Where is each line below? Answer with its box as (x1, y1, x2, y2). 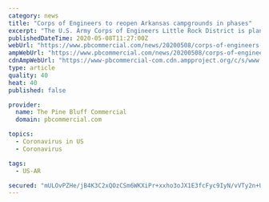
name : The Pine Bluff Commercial (15, 108, 127, 116)
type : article (8, 64, 56, 72)
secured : (8, 181, 38, 189)
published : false (8, 86, 66, 95)
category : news (8, 11, 59, 20)
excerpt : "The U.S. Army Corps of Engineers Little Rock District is (8, 26, 246, 34)
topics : (8, 130, 34, 139)
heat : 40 (8, 79, 38, 87)
